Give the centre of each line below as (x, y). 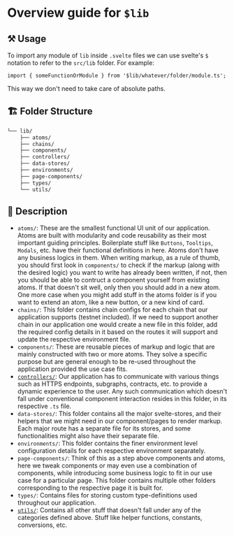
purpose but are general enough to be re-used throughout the (107, 362)
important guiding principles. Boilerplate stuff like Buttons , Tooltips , (115, 243)
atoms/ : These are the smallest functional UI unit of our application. (114, 228)
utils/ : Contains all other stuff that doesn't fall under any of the (109, 510)
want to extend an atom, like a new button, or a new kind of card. (111, 303)
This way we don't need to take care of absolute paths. (86, 88)
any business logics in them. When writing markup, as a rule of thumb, (119, 258)
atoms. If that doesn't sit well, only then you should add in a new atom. (119, 287)
